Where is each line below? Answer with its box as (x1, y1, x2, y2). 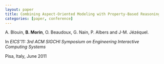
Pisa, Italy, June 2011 (5, 53, 47, 59)
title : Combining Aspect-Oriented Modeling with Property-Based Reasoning (5, 12, 161, 16)
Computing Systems (5, 44, 46, 50)
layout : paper (5, 7, 34, 12)
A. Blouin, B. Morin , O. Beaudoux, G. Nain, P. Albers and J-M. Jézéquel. (5, 30, 149, 35)
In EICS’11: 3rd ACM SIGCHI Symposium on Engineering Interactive (5, 39, 140, 45)
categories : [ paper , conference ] (5, 16, 73, 21)
